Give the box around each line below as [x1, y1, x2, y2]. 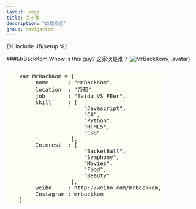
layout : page [6, 9, 40, 15]
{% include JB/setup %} [6, 43, 67, 50]
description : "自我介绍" [6, 20, 66, 26]
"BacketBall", [83, 148, 126, 155]
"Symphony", [83, 154, 120, 161]
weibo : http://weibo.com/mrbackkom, [35, 185, 162, 191]
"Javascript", [83, 105, 126, 112]
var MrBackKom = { [19, 73, 75, 80]
